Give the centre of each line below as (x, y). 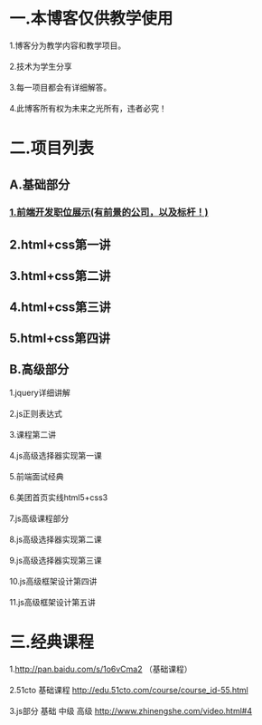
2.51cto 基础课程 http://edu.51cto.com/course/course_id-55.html (129, 691)
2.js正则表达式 (36, 414)
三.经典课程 (52, 642)
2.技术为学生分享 (41, 66)
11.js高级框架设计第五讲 (53, 603)
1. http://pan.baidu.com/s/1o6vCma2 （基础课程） (101, 669)
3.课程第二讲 (33, 435)
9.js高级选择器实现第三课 (56, 561)
